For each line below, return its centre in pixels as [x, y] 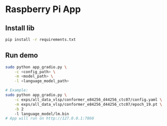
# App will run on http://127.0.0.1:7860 [50, 118]
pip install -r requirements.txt [41, 39]
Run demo [22, 55]
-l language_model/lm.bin [42, 114]
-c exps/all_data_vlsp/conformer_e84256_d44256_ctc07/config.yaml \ [88, 100]
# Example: [17, 90]
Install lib [20, 28]
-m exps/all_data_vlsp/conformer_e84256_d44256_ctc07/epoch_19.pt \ [88, 104]
